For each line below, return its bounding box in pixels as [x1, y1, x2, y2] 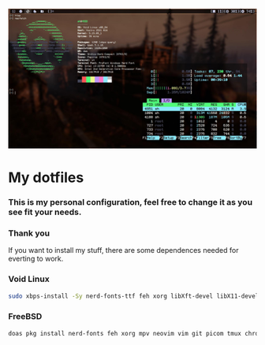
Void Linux [8, 273, 50, 284]
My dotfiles [8, 169, 84, 186]
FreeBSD [8, 311, 43, 321]
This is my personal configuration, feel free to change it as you [8, 196, 253, 207]
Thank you [8, 228, 50, 239]
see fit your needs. [8, 206, 82, 217]
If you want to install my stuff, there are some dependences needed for [8, 245, 239, 254]
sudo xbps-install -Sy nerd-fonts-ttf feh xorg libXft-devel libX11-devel [8, 292, 259, 300]
